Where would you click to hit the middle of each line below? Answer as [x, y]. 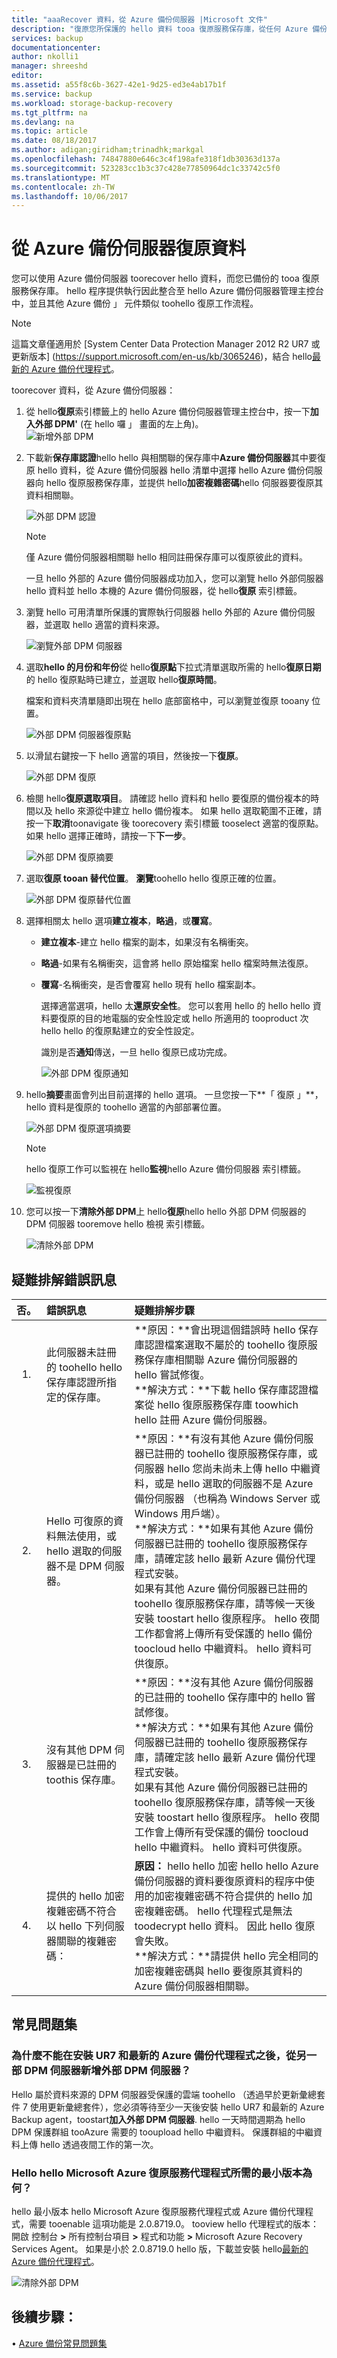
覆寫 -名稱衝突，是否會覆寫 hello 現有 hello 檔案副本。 [151, 985]
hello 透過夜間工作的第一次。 [99, 2144]
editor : [27, 76]
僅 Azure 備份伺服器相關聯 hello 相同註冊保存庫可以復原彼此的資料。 [167, 557]
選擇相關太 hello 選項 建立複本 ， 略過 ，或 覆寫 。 [121, 921]
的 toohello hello [84, 1367]
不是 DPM [79, 1566]
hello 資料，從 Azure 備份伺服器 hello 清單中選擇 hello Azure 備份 [171, 470]
